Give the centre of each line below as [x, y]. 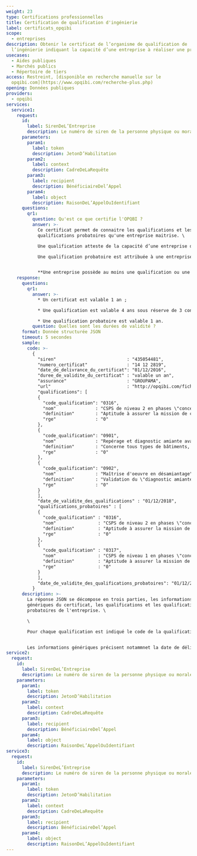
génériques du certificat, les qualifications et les [94, 605]
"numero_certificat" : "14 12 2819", [102, 365]
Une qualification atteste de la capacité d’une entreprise [112, 246]
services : [18, 104]
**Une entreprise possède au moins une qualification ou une [114, 273]
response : [29, 278]
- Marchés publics [34, 66]
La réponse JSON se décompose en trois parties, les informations [110, 600]
